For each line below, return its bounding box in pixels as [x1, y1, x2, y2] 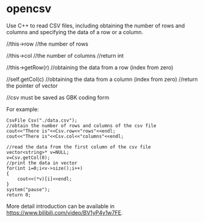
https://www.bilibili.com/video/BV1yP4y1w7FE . [6, 209, 123, 216]
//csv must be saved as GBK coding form [6, 94, 110, 101]
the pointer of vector [6, 82, 58, 89]
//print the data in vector [6, 160, 78, 166]
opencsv [6, 2, 52, 16]
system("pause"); [6, 186, 51, 193]
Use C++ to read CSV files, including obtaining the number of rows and [6, 22, 185, 29]
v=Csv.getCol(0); [6, 154, 51, 161]
